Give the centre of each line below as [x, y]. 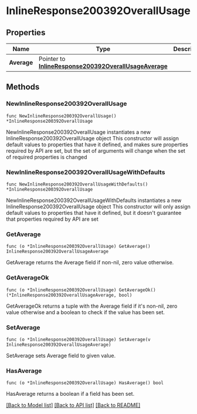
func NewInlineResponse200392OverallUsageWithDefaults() [77, 184]
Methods [23, 87]
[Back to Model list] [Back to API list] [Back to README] [73, 405]
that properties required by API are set [52, 219]
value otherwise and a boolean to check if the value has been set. [86, 312]
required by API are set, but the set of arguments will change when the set [96, 150]
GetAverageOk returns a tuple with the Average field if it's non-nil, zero [92, 306]
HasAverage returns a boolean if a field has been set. [70, 394]
